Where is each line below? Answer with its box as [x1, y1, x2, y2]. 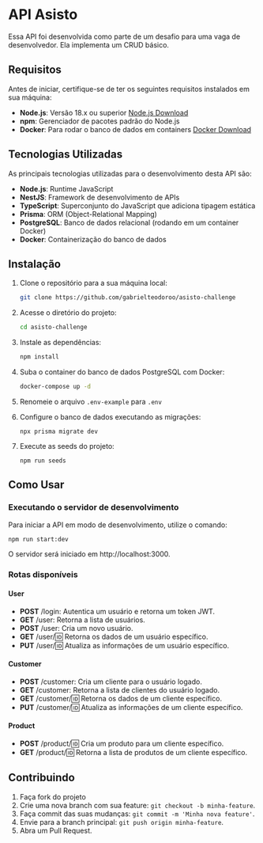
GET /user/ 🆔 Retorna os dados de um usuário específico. [19, 632, 209, 641]
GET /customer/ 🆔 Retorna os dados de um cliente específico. [19, 693, 223, 703]
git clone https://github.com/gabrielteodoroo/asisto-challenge [19, 294, 236, 302]
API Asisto [8, 6, 78, 24]
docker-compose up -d [19, 382, 91, 390]
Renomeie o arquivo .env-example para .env [19, 397, 162, 406]
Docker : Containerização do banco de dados [19, 234, 167, 244]
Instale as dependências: [19, 338, 101, 347]
